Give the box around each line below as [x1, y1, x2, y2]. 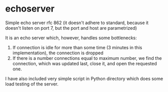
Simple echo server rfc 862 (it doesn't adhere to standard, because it [5, 20, 149, 26]
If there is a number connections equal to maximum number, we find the [12, 55, 162, 61]
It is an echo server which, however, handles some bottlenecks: [5, 35, 137, 41]
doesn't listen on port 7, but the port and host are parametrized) [5, 25, 137, 31]
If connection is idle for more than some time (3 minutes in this [12, 44, 142, 50]
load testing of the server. [5, 81, 59, 87]
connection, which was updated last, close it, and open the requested [12, 60, 157, 66]
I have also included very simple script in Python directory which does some [5, 75, 163, 81]
